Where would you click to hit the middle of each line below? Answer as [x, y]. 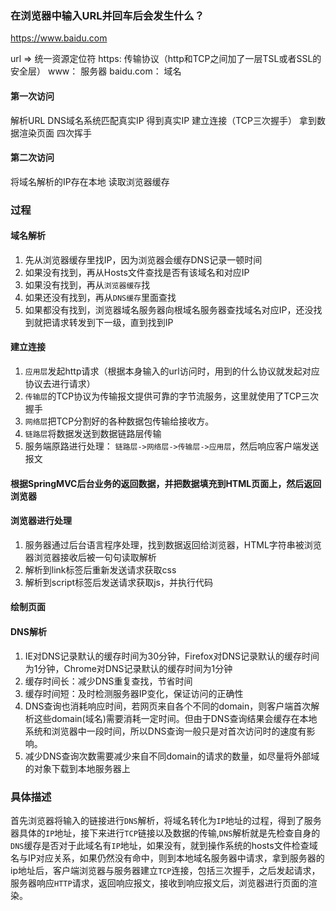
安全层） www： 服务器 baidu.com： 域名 [96, 71]
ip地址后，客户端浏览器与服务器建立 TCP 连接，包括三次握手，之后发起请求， [165, 870]
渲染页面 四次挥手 [55, 133]
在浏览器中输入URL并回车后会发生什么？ [107, 15]
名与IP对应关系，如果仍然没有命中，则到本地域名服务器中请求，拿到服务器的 [167, 858]
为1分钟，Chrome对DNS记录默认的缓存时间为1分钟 [128, 668]
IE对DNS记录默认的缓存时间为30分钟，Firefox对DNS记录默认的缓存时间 [172, 656]
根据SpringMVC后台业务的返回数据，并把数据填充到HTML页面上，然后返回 [166, 483]
